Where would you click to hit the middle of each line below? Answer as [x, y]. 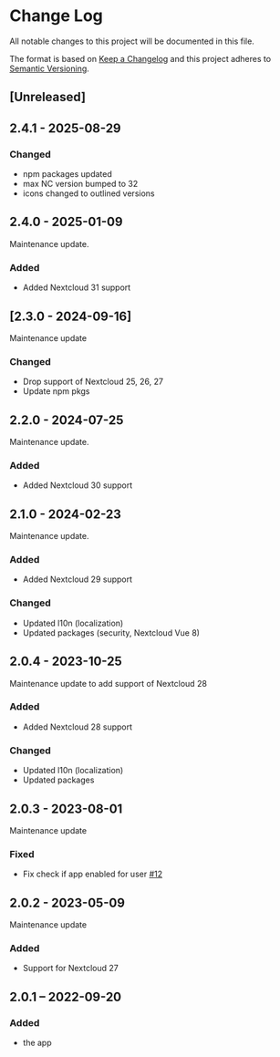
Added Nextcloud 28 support [78, 727]
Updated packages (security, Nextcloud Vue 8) [111, 632]
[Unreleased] [48, 97]
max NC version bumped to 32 [80, 184]
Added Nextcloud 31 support [77, 287]
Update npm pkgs [56, 391]
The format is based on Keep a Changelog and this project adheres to [140, 58]
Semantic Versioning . [49, 68]
